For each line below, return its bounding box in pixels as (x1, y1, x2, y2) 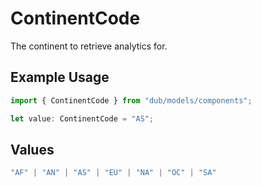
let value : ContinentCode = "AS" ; (10, 113, 155, 124)
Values (10, 141, 55, 158)
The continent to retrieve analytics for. (10, 40, 168, 52)
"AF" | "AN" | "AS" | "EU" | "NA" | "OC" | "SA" (10, 168, 217, 178)
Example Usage (10, 69, 110, 86)
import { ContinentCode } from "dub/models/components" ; (10, 95, 253, 106)
